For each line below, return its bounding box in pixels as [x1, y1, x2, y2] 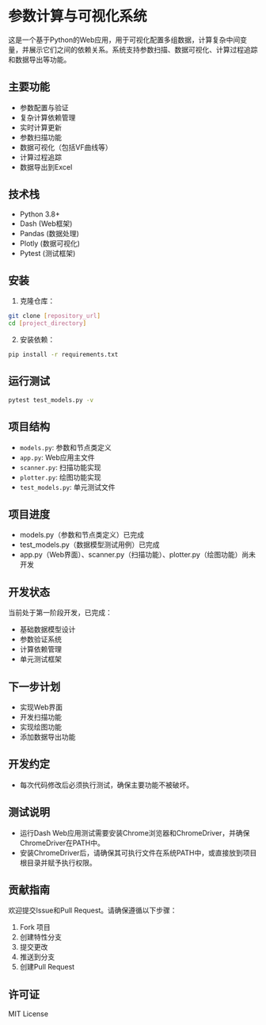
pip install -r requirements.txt [8, 350, 119, 359]
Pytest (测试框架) [19, 248, 76, 258]
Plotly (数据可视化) [19, 239, 81, 248]
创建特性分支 [19, 932, 62, 942]
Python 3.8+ [19, 209, 61, 219]
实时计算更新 [19, 122, 62, 132]
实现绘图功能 [19, 722, 62, 732]
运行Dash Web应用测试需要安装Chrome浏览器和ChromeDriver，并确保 [19, 828, 250, 837]
